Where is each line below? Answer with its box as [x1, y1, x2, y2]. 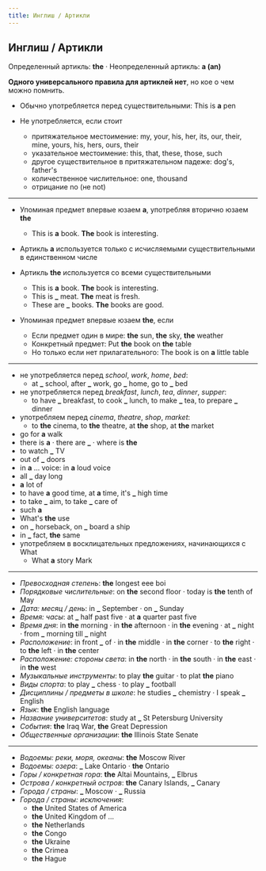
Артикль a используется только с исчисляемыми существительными [19, 244, 256, 254]
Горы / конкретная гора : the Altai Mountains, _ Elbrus [19, 770, 198, 779]
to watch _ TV [19, 446, 65, 456]
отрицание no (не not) [31, 182, 106, 192]
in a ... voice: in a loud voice [19, 463, 111, 472]
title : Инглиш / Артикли [8, 11, 90, 20]
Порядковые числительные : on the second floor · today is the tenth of [19, 587, 253, 597]
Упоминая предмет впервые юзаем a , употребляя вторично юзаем [19, 205, 249, 215]
